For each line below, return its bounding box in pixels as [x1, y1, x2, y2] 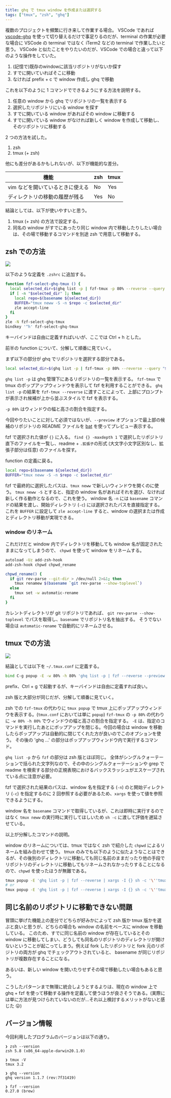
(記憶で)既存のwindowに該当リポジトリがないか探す [12, 63, 122, 69]
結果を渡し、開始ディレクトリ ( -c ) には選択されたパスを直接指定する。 [14, 502, 163, 508]
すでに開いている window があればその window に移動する [12, 110, 135, 116]
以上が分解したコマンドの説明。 [5, 831, 72, 838]
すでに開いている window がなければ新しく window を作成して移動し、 [12, 117, 162, 123]
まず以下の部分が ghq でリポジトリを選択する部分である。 [5, 356, 128, 362]
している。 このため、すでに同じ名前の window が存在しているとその [5, 930, 150, 936]
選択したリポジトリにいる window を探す [12, 104, 99, 110]
